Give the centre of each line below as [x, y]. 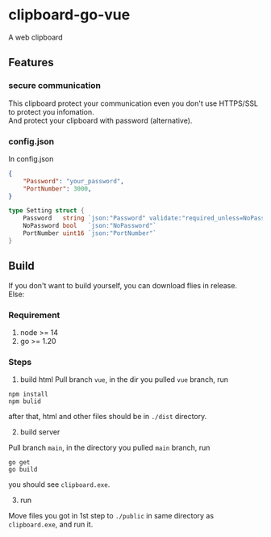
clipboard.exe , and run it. [51, 524]
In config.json [31, 158]
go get [19, 463]
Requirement [34, 315]
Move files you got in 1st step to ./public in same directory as [111, 516]
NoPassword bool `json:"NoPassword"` [90, 226]
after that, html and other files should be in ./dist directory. [108, 417]
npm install [28, 394]
